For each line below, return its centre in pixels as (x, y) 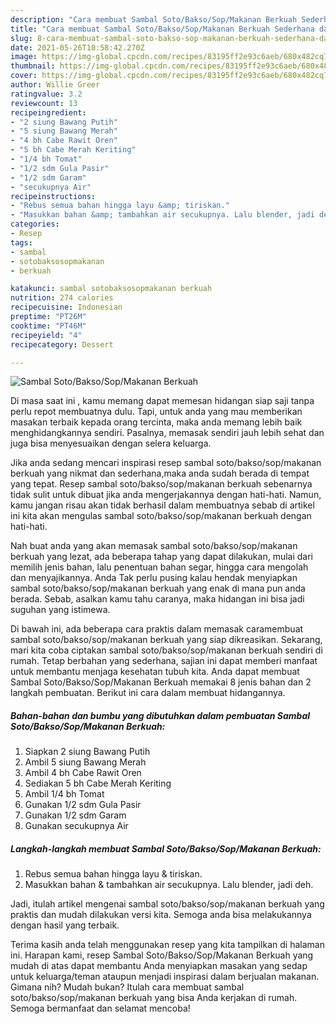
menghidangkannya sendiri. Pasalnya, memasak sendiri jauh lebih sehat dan (167, 433)
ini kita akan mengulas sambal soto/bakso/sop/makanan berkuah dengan (161, 516)
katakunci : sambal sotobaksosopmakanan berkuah (111, 289)
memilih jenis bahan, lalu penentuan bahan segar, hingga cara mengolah (159, 567)
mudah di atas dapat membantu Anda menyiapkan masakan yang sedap (159, 966)
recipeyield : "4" (46, 335)
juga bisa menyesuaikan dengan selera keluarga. (111, 443)
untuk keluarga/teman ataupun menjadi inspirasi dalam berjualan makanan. (165, 977)
